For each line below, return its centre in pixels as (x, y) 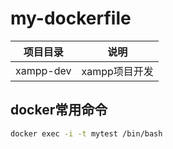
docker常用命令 (59, 110)
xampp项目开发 (117, 71)
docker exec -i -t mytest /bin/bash (86, 133)
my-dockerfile (71, 18)
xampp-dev (43, 70)
